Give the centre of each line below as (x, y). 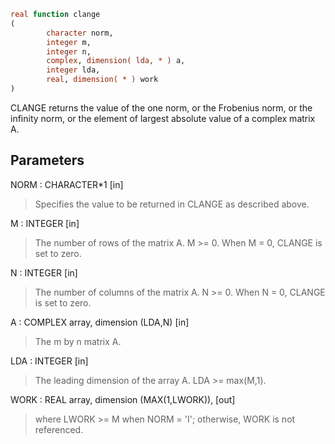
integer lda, (73, 70)
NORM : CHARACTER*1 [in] (67, 184)
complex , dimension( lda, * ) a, (116, 61)
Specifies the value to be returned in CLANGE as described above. (172, 204)
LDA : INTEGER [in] (49, 361)
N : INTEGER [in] (44, 272)
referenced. (59, 429)
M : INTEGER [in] (45, 223)
